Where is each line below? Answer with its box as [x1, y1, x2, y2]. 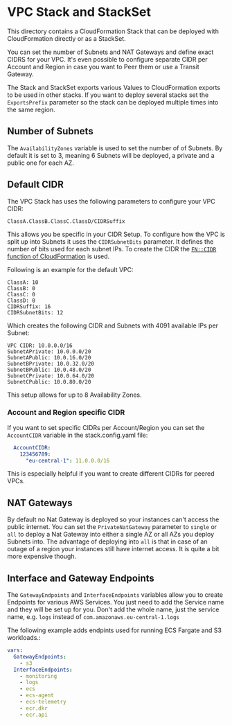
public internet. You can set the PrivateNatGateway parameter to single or [7, 523, 217, 531]
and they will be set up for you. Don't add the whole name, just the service [7, 605, 220, 614]
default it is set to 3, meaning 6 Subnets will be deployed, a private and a [7, 151, 215, 159]
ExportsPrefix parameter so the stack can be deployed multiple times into [7, 98, 219, 106]
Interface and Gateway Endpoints [7, 572, 154, 584]
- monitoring [19, 672, 57, 679]
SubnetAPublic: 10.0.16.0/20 [7, 354, 91, 361]
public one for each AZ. [7, 159, 75, 167]
